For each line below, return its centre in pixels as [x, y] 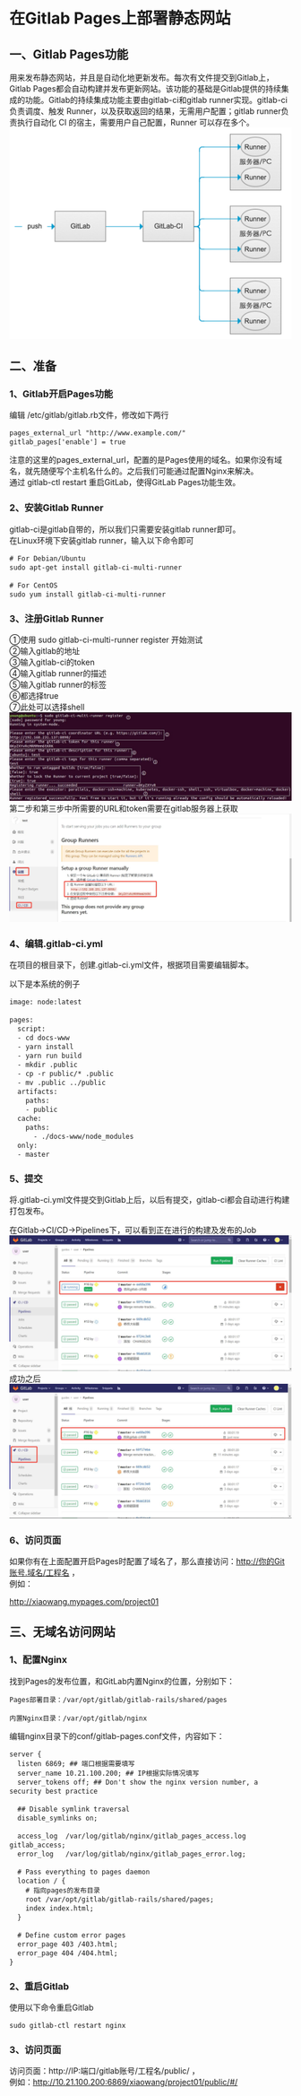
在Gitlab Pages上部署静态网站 [120, 18]
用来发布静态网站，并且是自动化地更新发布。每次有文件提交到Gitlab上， [142, 78]
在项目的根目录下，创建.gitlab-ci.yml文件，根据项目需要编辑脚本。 [131, 965]
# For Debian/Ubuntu [48, 558]
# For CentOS [34, 585]
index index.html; [60, 1908]
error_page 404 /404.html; [68, 1953]
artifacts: [38, 1092]
